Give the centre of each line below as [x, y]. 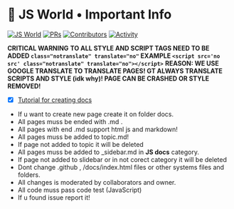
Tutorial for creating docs [55, 100]
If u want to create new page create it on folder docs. [96, 114]
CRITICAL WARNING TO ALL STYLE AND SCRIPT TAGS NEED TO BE [108, 48]
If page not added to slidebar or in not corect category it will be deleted [122, 159]
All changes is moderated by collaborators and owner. [97, 182]
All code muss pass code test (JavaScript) [80, 190]
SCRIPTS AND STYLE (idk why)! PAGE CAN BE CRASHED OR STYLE [108, 78]
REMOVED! [24, 86]
